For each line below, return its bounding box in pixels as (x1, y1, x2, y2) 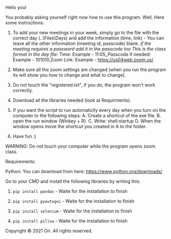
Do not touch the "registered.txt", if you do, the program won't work (12, 82, 156, 88)
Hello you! (5, 5, 27, 10)
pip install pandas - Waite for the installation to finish (12, 188, 128, 194)
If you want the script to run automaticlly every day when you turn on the (12, 107, 166, 113)
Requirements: (5, 158, 36, 164)
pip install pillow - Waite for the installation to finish (12, 218, 128, 224)
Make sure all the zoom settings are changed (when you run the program (12, 66, 166, 73)
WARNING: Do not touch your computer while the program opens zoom (5, 143, 156, 149)
